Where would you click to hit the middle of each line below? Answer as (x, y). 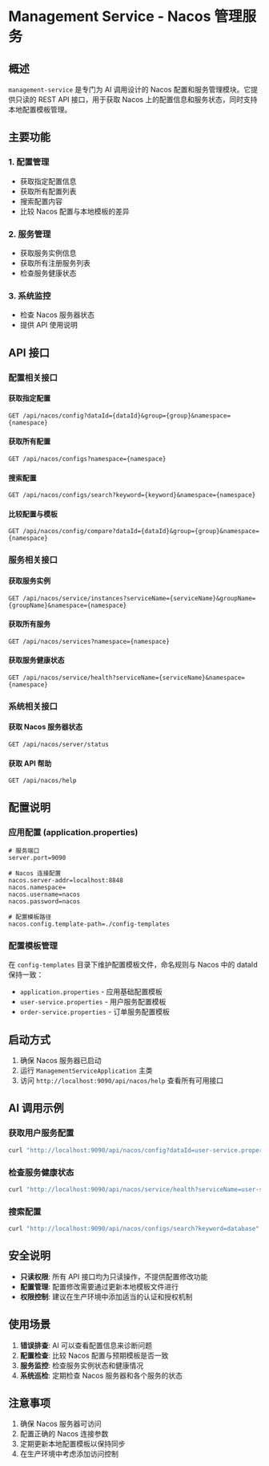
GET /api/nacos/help (43, 781)
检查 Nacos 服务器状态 (57, 315)
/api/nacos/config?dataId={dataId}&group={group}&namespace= (126, 415)
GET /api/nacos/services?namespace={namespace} (89, 641)
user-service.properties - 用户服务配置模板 (93, 1002)
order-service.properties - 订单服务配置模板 (94, 1012)
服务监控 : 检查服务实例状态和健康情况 (82, 1365)
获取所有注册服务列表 (55, 263)
